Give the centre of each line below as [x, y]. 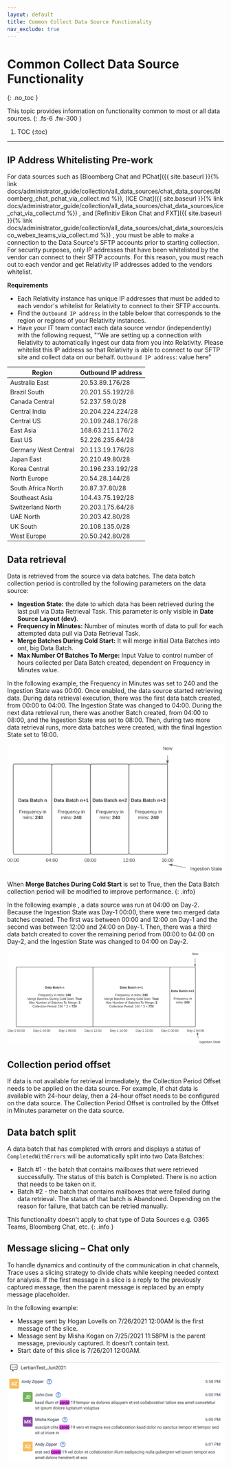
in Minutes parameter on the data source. [66, 1111]
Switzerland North [36, 507]
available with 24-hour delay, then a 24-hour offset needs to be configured [113, 1096]
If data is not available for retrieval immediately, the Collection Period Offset [114, 1081]
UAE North [25, 516]
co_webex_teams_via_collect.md [53, 235]
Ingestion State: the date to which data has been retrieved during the [115, 604]
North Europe [29, 479]
